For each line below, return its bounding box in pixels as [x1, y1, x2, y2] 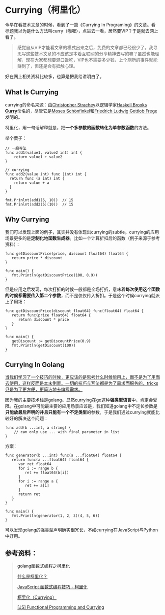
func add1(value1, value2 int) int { [5, 150, 82, 155]
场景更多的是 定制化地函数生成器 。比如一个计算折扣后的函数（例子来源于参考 [5, 235, 160, 241]
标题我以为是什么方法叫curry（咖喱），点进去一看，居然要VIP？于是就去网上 [5, 28, 159, 34]
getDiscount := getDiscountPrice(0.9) [11, 339, 91, 343]
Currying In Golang [5, 360, 65, 369]
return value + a [14, 180, 50, 185]
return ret [18, 492, 41, 497]
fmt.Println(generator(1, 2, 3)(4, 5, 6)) [11, 513, 100, 518]
